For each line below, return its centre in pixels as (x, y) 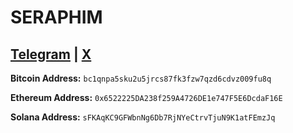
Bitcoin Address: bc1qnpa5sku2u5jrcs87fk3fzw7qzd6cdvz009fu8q (141, 78)
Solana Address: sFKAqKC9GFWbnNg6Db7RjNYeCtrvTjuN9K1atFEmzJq (143, 117)
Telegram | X (51, 54)
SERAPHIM (56, 17)
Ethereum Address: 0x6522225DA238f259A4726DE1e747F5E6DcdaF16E (146, 97)
